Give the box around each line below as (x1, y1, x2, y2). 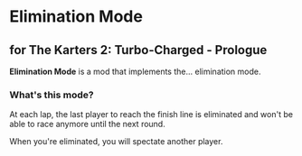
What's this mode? (9, 88, 94, 101)
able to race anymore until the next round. (9, 119, 165, 130)
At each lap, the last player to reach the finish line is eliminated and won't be (9, 109, 294, 120)
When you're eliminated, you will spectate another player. (9, 136, 223, 147)
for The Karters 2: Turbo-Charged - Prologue (9, 42, 268, 58)
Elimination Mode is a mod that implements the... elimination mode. (9, 66, 261, 77)
